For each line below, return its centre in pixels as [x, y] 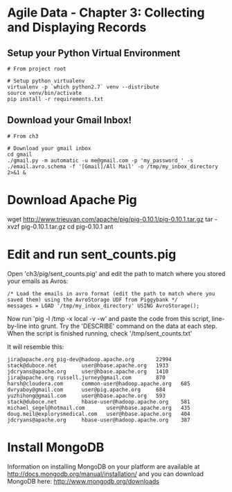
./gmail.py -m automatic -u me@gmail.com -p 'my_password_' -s [100, 161]
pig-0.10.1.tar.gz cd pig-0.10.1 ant [67, 226]
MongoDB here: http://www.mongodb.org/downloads [83, 481]
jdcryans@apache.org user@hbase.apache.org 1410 [88, 372]
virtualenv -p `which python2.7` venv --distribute [83, 87]
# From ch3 [23, 136]
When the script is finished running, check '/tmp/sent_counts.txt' [100, 333]
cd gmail [20, 154]
